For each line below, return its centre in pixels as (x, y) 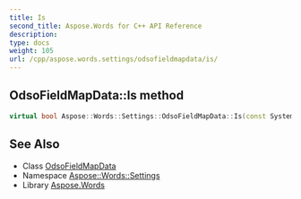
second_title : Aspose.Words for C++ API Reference (106, 26)
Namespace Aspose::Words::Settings (91, 175)
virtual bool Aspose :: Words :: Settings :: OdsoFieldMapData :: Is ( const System (152, 116)
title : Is (28, 17)
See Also (34, 144)
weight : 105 (31, 51)
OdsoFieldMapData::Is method (97, 95)
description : (34, 34)
